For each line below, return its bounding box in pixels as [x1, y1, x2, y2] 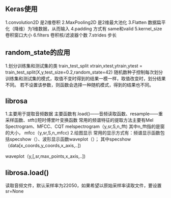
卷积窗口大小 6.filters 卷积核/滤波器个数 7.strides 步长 [5, 32, 117, 38]
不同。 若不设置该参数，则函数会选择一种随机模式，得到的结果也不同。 [5, 82, 154, 88]
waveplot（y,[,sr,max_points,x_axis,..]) [5, 153, 85, 159]
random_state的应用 [5, 48, 70, 57]
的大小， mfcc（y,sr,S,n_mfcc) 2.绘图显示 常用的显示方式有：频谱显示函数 [5, 130, 160, 136]
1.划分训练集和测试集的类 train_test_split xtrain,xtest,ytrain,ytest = [5, 62, 142, 69]
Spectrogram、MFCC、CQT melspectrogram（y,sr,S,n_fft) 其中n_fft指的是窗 [5, 123, 165, 129]
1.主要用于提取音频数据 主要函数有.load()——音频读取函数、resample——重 [5, 111, 163, 117]
